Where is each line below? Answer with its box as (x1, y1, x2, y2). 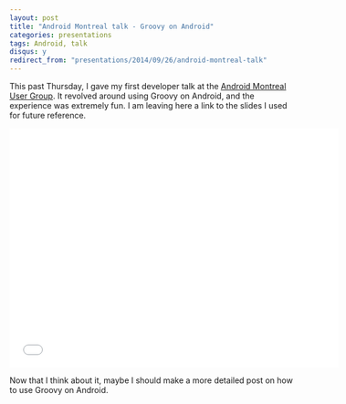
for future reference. (9, 110, 87, 120)
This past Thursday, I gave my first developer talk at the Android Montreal (9, 81, 287, 91)
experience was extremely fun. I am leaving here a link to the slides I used (9, 100, 288, 110)
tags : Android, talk (9, 38, 89, 48)
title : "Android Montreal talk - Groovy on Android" (9, 22, 215, 31)
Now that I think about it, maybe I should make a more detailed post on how (9, 375, 294, 386)
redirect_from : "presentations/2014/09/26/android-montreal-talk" (9, 56, 267, 65)
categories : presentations (9, 30, 112, 39)
